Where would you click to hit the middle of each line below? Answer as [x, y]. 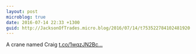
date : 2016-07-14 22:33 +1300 [43, 22]
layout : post [22, 11]
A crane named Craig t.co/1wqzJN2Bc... [55, 45]
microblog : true [26, 17]
